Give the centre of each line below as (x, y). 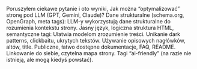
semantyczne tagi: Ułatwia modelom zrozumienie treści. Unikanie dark (93, 34)
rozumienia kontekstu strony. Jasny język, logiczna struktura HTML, (90, 28)
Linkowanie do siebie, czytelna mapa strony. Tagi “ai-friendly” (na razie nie (99, 53)
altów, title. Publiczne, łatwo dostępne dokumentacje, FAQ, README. (91, 47)
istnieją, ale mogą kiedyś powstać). (50, 60)
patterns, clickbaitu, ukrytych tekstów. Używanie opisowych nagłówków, (96, 40)
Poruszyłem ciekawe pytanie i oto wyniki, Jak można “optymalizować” (93, 9)
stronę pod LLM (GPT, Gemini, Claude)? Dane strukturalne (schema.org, (95, 15)
